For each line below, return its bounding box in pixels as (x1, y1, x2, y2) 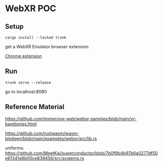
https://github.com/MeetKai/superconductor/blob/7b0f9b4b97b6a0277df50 (5, 150, 158, 156)
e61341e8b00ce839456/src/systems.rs (5, 155, 84, 161)
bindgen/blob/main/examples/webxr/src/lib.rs (5, 135, 97, 141)
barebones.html (5, 121, 37, 127)
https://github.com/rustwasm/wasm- (5, 130, 80, 136)
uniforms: (5, 145, 24, 151)
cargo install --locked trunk (5, 35, 67, 40)
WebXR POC (5, 3, 57, 14)
